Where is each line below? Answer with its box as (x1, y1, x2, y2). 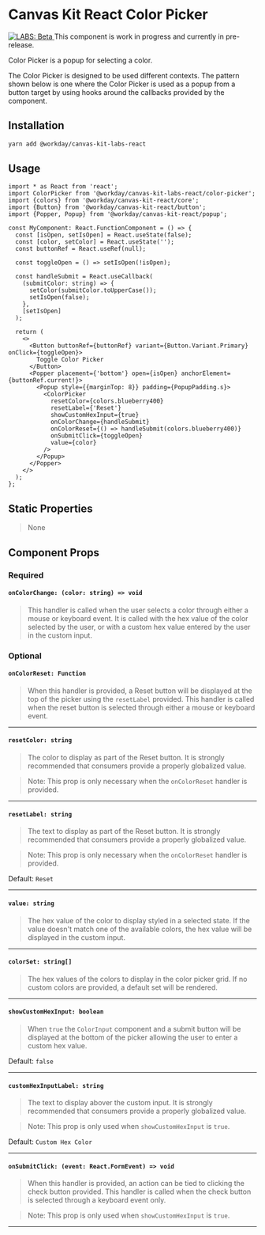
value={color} (50, 439, 97, 447)
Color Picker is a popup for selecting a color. (8, 55, 153, 65)
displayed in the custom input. (27, 932, 126, 942)
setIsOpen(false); (28, 294, 90, 301)
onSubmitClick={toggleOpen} (50, 432, 144, 440)
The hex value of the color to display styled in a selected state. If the (27, 915, 250, 925)
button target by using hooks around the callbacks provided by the (8, 87, 225, 97)
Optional (8, 650, 42, 661)
